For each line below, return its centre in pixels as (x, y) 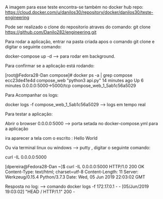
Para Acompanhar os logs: (32, 95)
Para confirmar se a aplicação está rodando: (50, 66)
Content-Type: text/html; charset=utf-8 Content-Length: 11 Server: (72, 172)
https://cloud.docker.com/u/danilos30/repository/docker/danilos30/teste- (79, 12)
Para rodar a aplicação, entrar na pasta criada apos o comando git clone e (80, 42)
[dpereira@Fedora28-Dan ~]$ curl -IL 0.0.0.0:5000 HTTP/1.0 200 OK (75, 166)
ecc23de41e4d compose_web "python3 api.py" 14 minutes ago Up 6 (74, 80)
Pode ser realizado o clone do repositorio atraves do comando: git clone (78, 27)
